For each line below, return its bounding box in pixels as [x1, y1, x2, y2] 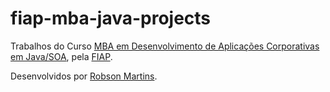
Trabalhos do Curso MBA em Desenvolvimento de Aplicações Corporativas [10, 40, 320, 52]
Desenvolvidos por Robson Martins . [10, 70, 158, 82]
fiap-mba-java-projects [10, 7, 212, 30]
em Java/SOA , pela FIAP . [10, 50, 113, 62]
